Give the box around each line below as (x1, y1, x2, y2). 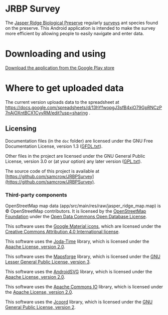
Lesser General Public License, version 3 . (5, 259, 91, 265)
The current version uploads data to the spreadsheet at (5, 99, 119, 105)
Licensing (5, 124, 37, 133)
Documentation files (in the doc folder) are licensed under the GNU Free (5, 138, 153, 144)
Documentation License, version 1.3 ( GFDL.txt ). (5, 143, 103, 149)
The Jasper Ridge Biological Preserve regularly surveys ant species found (5, 20, 158, 26)
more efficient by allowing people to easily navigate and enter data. (5, 30, 144, 36)
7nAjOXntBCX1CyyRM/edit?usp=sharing (5, 109, 88, 116)
